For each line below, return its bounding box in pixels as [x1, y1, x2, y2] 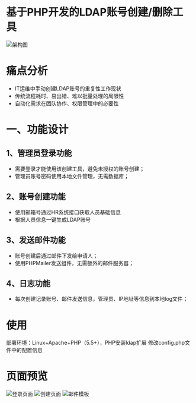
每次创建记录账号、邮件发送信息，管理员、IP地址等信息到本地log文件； [14, 295, 188, 303]
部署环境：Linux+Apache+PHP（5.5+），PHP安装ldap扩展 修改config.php [6, 339, 185, 347]
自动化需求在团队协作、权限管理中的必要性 [14, 99, 119, 107]
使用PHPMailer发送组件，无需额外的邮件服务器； [14, 259, 134, 266]
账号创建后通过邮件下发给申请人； [14, 252, 98, 259]
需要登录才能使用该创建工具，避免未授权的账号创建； [14, 165, 145, 172]
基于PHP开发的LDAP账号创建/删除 [6, 5, 173, 19]
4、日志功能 [6, 278, 51, 288]
